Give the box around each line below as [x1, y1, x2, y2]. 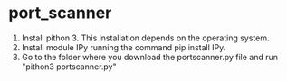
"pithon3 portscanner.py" [21, 61, 117, 72]
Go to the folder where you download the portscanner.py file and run [21, 51, 278, 62]
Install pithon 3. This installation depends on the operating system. [21, 32, 270, 43]
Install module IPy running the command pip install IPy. [21, 41, 226, 52]
